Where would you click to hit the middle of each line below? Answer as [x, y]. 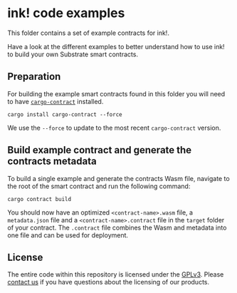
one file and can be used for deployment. [68, 235]
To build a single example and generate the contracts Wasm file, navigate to [118, 178]
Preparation [34, 77]
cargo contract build [39, 199]
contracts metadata [52, 161]
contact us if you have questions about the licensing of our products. [109, 282]
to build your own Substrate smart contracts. [73, 54]
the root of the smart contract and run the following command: [99, 186]
